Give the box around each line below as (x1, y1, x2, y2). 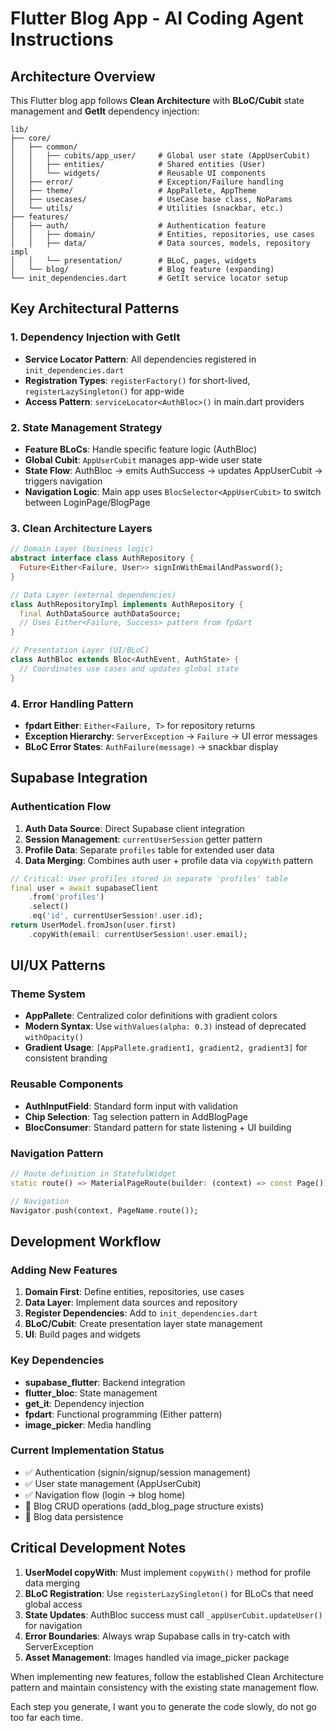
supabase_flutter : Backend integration (24, 1376, 186, 1388)
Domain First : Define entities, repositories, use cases (24, 1286, 245, 1298)
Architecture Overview (10, 68, 156, 85)
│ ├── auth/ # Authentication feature (10, 221, 267, 231)
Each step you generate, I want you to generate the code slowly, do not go (10, 1700, 317, 1712)
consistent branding (24, 1052, 108, 1064)
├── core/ (10, 133, 52, 143)
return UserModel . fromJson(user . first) (10, 920, 177, 931)
